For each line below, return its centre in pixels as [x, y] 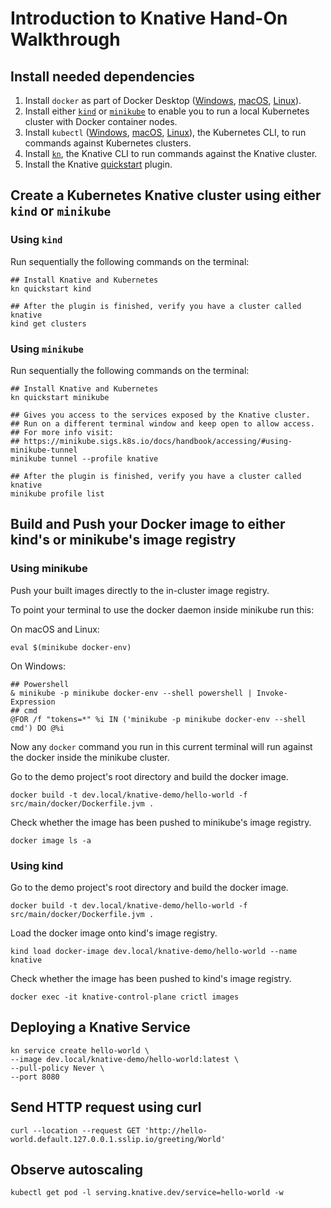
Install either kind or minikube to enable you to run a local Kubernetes [167, 111]
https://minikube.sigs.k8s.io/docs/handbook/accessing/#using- [158, 441]
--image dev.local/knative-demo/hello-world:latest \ [125, 1059]
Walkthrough [65, 39]
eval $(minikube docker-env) [71, 647]
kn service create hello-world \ [80, 1050]
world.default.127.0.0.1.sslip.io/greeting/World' [118, 1139]
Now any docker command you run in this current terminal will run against [161, 746]
